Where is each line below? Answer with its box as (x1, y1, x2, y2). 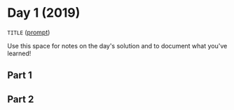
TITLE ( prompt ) (7, 28, 50, 36)
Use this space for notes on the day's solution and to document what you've (7, 41, 228, 50)
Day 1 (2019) (7, 5, 81, 21)
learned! (7, 49, 32, 57)
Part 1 (7, 69, 33, 81)
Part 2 (7, 93, 34, 105)
